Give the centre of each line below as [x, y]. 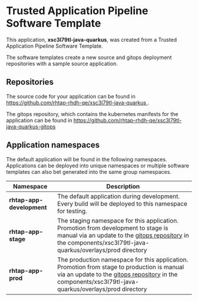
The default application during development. [118, 196]
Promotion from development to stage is [113, 228]
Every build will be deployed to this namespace [122, 203]
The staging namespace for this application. [118, 220]
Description [123, 186]
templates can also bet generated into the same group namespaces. [89, 171]
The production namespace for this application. [123, 259]
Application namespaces [53, 145]
